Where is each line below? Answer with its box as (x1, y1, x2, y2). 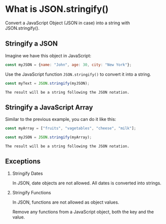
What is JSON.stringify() (5, 3, 109, 15)
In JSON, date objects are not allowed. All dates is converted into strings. (12, 180, 162, 186)
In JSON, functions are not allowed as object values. (12, 199, 119, 205)
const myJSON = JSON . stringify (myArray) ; (5, 135, 92, 140)
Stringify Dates (12, 170, 43, 176)
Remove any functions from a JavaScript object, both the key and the (12, 209, 154, 215)
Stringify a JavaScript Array (5, 103, 93, 112)
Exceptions (5, 157, 41, 166)
